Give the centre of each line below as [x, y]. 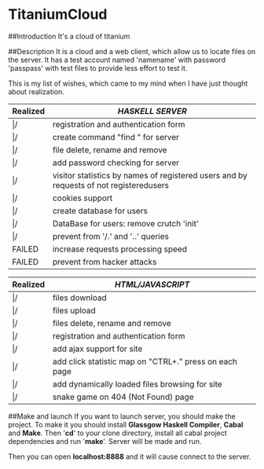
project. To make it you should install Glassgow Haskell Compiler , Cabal [126, 424]
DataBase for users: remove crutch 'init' [125, 223]
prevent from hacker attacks [104, 262]
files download [80, 298]
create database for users [100, 211]
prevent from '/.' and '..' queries [110, 236]
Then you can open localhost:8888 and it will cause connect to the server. [130, 456]
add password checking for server [116, 163]
